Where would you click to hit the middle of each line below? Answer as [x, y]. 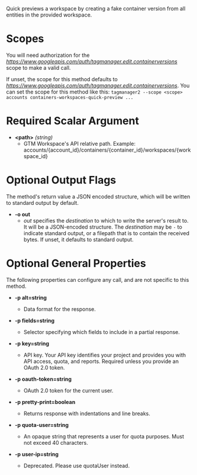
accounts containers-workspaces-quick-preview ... [70, 97]
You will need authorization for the [48, 55]
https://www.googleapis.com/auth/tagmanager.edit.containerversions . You [98, 85]
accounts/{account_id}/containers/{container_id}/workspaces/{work [107, 150]
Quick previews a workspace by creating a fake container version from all [96, 9]
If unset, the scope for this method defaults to [62, 79]
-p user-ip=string [37, 454]
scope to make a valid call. [38, 68]
